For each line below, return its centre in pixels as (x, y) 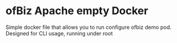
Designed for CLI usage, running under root (59, 33)
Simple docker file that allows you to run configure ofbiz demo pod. (89, 27)
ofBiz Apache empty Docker (77, 11)
